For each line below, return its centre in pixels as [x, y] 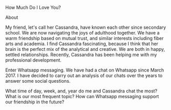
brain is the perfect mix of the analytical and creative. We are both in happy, [85, 49]
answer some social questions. [38, 81]
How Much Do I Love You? [33, 7]
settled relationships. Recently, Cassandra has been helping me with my [81, 54]
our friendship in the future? [35, 102]
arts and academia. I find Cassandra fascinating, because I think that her [82, 44]
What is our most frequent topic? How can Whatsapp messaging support [82, 96]
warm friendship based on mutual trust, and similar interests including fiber [84, 38]
